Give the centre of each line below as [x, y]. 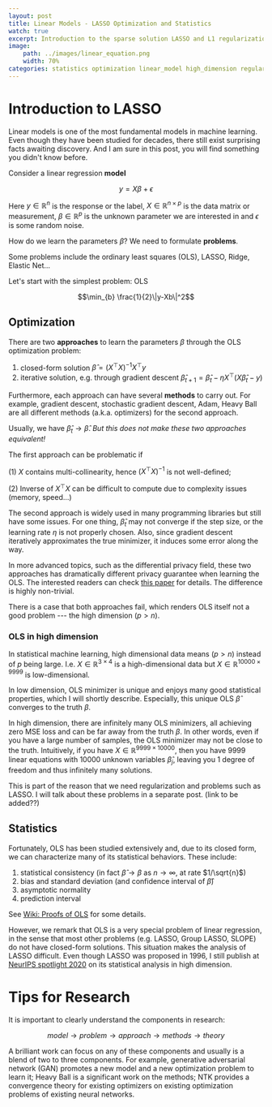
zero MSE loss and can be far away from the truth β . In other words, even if [134, 732]
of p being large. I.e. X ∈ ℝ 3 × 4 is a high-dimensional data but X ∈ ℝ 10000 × [135, 663]
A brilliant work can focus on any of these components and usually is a [126, 1051]
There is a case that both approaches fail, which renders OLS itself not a [129, 606]
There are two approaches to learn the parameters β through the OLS [125, 342]
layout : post [30, 16]
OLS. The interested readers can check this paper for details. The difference [136, 582]
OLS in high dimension [53, 636]
